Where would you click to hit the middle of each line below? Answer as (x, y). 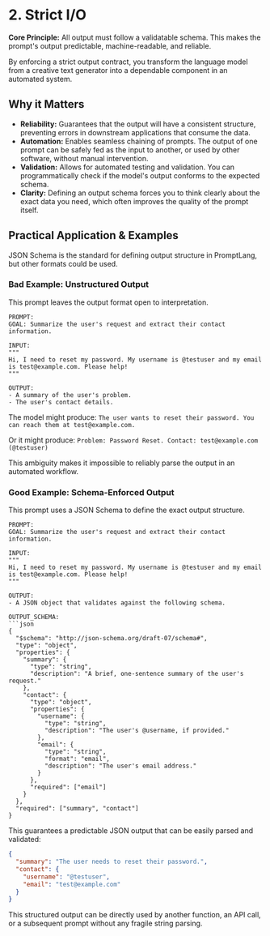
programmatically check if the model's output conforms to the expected (140, 175)
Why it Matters (46, 104)
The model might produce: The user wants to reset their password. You (131, 417)
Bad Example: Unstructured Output (79, 284)
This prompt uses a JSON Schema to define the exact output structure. (127, 510)
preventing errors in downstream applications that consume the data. (135, 132)
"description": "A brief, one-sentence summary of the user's (137, 674)
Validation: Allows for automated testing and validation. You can (127, 167)
